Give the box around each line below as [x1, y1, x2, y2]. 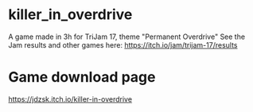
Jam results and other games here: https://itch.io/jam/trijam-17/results [8, 40, 238, 49]
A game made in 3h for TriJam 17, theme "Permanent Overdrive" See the [8, 32, 245, 41]
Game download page [8, 68, 156, 87]
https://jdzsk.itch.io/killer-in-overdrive [8, 94, 133, 104]
